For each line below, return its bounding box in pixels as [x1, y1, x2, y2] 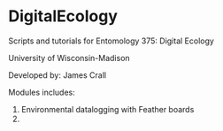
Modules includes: [8, 87, 76, 97]
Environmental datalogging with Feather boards [20, 104, 195, 114]
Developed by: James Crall [8, 69, 107, 81]
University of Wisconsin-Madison [8, 52, 130, 63]
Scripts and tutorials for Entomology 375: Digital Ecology [8, 35, 214, 46]
